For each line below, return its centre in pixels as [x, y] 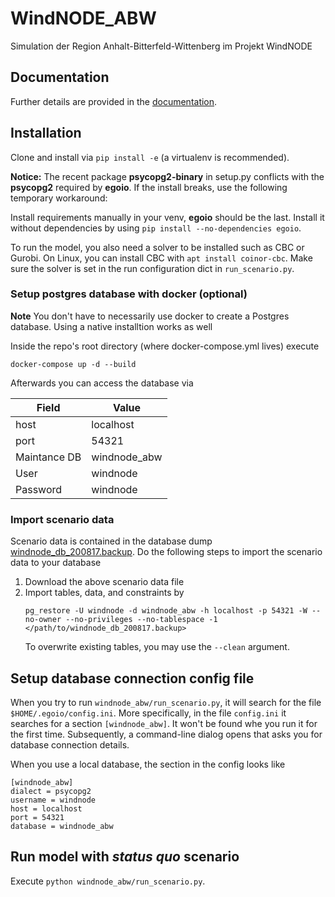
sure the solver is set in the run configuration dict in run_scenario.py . [152, 268]
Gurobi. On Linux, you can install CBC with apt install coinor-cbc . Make [161, 258]
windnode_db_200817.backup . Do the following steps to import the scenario [166, 552]
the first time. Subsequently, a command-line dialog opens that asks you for [166, 734]
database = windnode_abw [62, 826]
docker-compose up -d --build [73, 364]
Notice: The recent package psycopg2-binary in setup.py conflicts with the [167, 176]
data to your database [56, 563]
